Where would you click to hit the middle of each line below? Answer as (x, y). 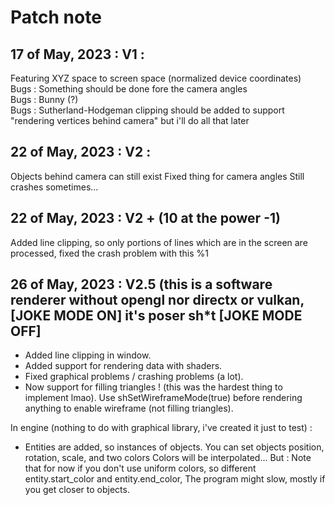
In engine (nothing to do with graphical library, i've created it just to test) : (161, 428)
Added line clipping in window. (88, 355)
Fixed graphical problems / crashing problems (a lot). (134, 377)
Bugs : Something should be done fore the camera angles (129, 89)
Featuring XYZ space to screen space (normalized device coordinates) (156, 78)
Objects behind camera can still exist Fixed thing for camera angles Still (157, 176)
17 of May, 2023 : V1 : (77, 54)
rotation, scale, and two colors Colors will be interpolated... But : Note (168, 458)
